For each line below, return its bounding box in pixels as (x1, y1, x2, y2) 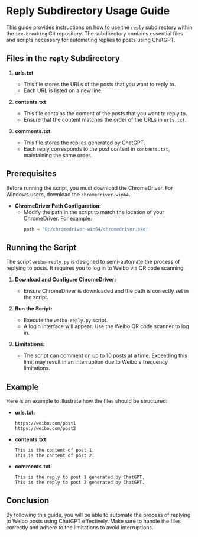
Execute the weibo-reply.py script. (23, 316, 108, 324)
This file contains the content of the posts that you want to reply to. (23, 109, 187, 117)
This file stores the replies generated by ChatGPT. (23, 139, 145, 146)
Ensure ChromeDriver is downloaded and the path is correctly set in (23, 287, 189, 295)
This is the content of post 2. (14, 452, 95, 459)
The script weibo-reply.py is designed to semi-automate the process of (6, 258, 180, 266)
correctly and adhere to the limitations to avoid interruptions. (6, 523, 154, 530)
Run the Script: (14, 305, 53, 312)
